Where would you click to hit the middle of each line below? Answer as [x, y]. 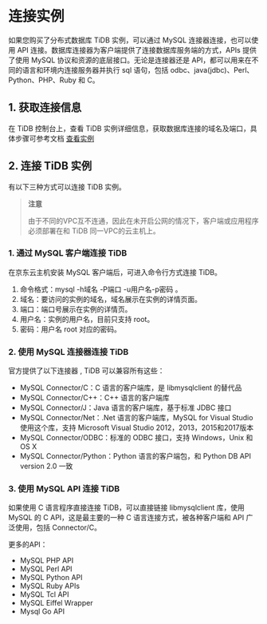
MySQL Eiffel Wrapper [56, 603]
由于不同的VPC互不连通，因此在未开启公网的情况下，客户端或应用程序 [143, 221]
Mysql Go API [42, 611]
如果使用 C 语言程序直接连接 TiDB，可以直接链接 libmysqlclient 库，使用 [127, 507]
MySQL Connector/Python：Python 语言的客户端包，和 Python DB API [135, 456]
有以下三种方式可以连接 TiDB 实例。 [67, 187]
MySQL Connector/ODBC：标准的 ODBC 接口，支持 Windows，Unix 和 [136, 438]
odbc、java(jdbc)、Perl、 [212, 70]
